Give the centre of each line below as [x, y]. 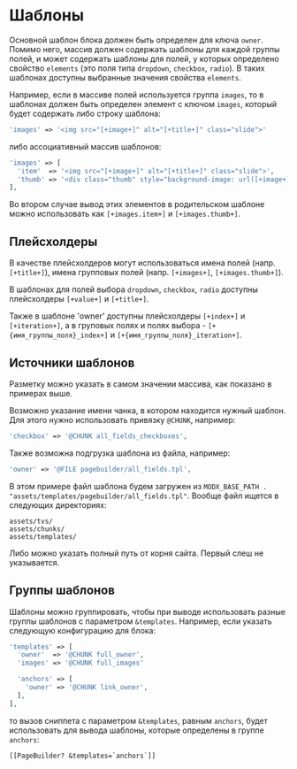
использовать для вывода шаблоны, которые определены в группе [137, 730]
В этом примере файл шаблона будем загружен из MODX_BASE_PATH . [138, 486]
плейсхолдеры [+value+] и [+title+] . [79, 299]
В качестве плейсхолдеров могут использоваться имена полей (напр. [142, 263]
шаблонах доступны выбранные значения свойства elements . [125, 77]
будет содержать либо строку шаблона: [85, 113]
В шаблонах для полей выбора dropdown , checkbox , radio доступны [134, 289]
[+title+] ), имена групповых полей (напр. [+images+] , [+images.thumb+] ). [147, 273]
